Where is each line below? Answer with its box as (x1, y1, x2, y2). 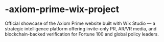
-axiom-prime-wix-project (5, 4, 120, 15)
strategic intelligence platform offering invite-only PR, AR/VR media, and (5, 25, 157, 31)
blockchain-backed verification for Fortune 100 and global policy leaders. (5, 31, 159, 37)
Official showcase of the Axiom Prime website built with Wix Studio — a (5, 20, 155, 26)
